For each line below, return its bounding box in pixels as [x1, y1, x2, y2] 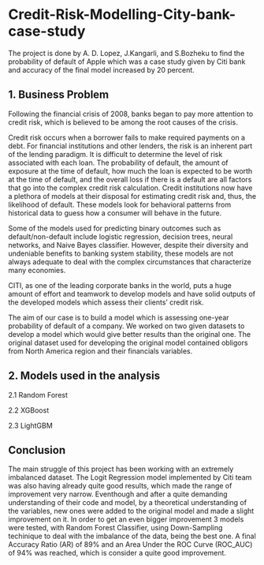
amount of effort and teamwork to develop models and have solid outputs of [8, 289, 256, 298]
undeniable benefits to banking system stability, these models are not [8, 249, 234, 258]
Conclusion [8, 443, 66, 457]
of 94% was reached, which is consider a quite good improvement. [8, 548, 227, 558]
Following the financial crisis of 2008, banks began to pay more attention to [8, 109, 254, 118]
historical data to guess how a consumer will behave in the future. [8, 208, 222, 218]
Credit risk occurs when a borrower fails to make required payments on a [8, 133, 246, 142]
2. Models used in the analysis [8, 369, 160, 383]
